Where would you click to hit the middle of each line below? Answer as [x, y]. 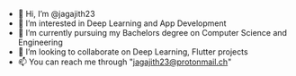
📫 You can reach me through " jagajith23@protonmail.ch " [125, 62]
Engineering [40, 42]
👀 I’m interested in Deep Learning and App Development [122, 23]
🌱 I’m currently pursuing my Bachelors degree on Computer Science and [152, 33]
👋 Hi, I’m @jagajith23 [57, 14]
